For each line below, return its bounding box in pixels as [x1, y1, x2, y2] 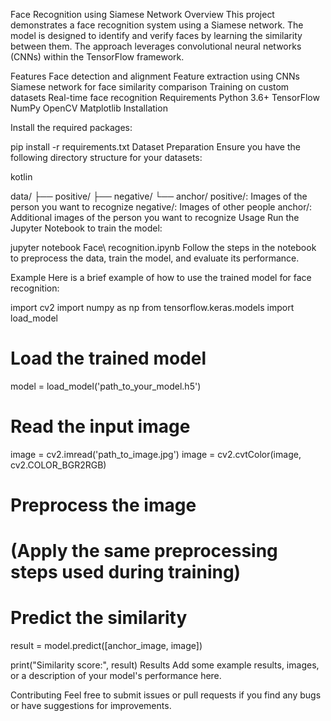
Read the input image [10, 415, 191, 438]
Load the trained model [10, 347, 207, 370]
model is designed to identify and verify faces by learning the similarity [10, 30, 303, 41]
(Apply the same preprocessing [10, 540, 278, 563]
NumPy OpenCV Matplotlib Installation [10, 102, 168, 114]
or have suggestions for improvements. [10, 700, 172, 712]
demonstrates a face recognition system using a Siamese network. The [10, 19, 304, 31]
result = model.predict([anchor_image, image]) [10, 640, 203, 652]
